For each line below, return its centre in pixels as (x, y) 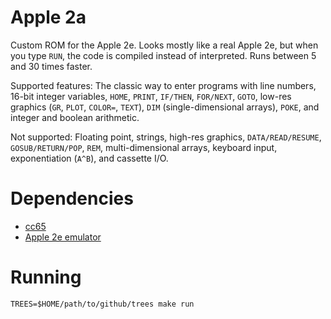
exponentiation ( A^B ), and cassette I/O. (89, 158)
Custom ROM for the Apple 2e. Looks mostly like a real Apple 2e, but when (164, 45)
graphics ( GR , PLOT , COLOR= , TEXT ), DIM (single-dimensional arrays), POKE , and (165, 107)
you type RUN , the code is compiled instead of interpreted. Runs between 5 (163, 55)
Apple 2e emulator (63, 237)
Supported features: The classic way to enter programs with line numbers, (163, 85)
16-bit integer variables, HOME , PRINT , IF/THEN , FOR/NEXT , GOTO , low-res (151, 96)
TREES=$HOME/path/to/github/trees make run (102, 304)
